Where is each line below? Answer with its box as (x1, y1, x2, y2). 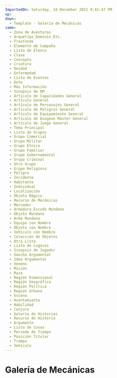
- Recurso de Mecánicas (9, 198, 58, 203)
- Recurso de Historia (9, 316, 56, 321)
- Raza (9, 271, 23, 275)
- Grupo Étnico (9, 144, 40, 148)
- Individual (9, 184, 36, 189)
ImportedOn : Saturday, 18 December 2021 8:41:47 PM (5, 7, 112, 12)
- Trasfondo (9, 39, 34, 44)
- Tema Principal (9, 125, 45, 130)
